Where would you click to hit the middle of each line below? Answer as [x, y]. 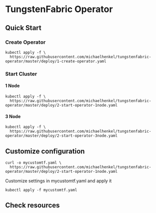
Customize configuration [45, 151]
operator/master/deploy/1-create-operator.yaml [56, 61]
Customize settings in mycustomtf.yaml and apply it [58, 181]
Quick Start [23, 28]
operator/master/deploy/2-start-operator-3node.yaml [61, 136]
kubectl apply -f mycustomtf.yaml [41, 190]
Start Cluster [21, 74]
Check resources [33, 205]
